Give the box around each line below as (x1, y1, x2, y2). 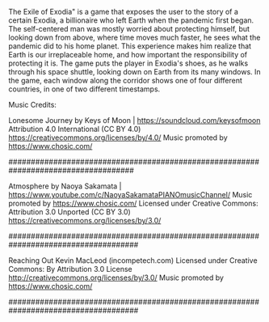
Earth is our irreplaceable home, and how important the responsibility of (8, 50, 248, 59)
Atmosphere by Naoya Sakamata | (8, 181, 123, 191)
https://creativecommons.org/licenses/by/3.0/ (8, 216, 162, 225)
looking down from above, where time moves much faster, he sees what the (8, 32, 261, 42)
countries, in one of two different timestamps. (8, 84, 161, 94)
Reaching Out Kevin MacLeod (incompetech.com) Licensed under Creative (8, 256, 258, 265)
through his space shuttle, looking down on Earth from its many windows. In (8, 67, 261, 76)
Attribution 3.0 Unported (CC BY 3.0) (8, 207, 131, 217)
